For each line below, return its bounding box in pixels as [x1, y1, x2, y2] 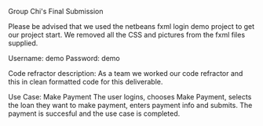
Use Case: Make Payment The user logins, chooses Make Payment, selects [8, 92, 252, 101]
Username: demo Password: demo [8, 54, 120, 63]
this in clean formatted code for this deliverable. [8, 77, 163, 86]
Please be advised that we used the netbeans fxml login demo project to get [8, 22, 255, 31]
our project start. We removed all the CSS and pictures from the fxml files [8, 31, 246, 39]
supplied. [8, 38, 38, 48]
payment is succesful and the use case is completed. [8, 109, 181, 118]
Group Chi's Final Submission [8, 7, 104, 16]
